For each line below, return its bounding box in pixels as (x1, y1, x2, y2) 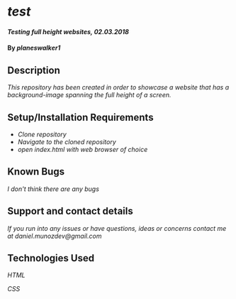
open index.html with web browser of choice (17, 146, 148, 153)
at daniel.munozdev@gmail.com (7, 232, 102, 240)
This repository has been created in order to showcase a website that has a (7, 83, 230, 92)
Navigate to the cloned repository (17, 138, 117, 146)
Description (7, 64, 60, 76)
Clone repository (17, 130, 67, 138)
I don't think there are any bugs (7, 185, 99, 193)
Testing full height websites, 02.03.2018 (7, 27, 130, 36)
